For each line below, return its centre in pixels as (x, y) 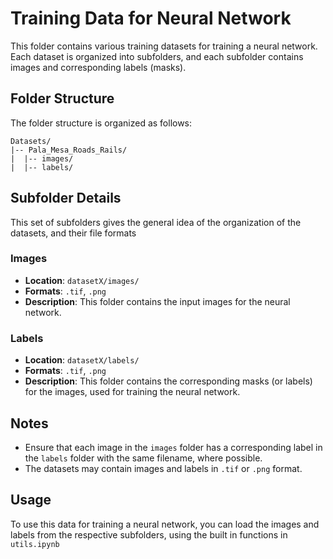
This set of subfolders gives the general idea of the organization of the (156, 222)
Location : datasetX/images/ (82, 280)
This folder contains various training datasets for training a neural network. (164, 46)
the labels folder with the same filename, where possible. (143, 458)
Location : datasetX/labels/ (82, 360)
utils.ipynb (35, 544)
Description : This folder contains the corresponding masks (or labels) (168, 381)
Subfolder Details (66, 198)
